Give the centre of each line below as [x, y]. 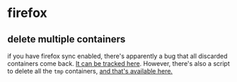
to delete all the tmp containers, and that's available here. [90, 71]
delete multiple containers [67, 39]
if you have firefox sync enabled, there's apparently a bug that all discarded [117, 56]
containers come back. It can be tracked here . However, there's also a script [118, 64]
